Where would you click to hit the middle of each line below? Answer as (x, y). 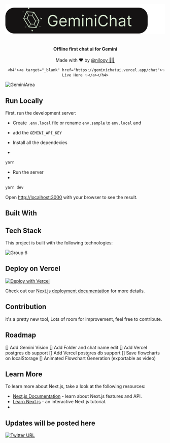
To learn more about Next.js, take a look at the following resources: (75, 386)
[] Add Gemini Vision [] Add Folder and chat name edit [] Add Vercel (76, 347)
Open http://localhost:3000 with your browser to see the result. (72, 197)
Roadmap (21, 335)
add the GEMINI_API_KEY (37, 133)
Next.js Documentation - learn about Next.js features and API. (77, 396)
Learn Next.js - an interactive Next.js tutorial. (59, 402)
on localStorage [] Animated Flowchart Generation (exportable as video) (81, 358)
